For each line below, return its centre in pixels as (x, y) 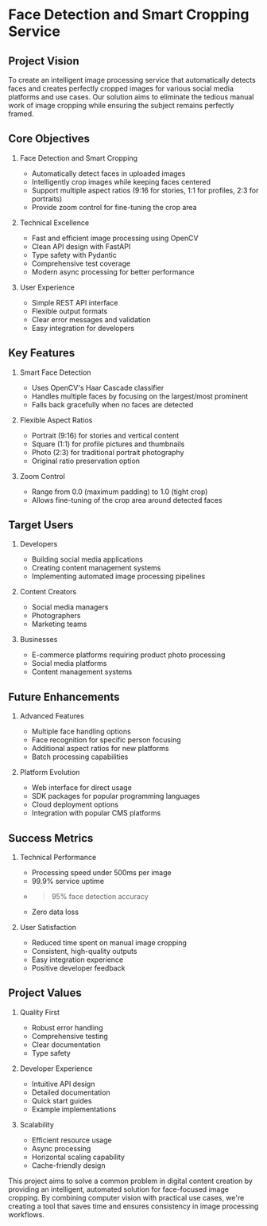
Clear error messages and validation (91, 319)
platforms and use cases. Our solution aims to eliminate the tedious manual (131, 97)
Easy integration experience (77, 959)
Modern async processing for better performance (113, 271)
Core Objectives (49, 139)
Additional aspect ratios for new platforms (100, 749)
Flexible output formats (70, 311)
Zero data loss (55, 912)
